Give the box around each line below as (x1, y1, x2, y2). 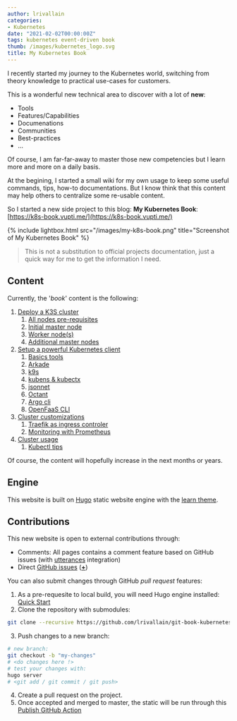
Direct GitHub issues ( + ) (17, 563, 88, 571)
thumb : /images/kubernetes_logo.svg (7, 43, 115, 50)
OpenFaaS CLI (28, 405, 71, 413)
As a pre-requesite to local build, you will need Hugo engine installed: (17, 590, 220, 599)
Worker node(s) (28, 329, 74, 339)
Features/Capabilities (17, 111, 80, 120)
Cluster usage (17, 435, 59, 443)
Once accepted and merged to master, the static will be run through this (17, 698, 227, 707)
